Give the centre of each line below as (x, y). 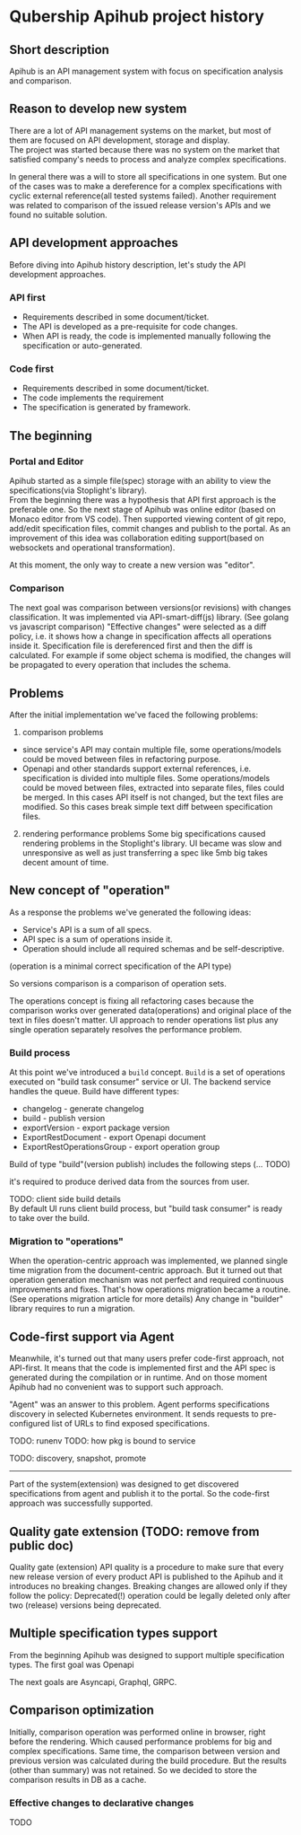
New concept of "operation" (90, 891)
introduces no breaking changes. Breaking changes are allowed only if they (149, 1586)
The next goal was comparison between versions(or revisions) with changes (150, 608)
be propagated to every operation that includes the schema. (120, 665)
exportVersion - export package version (96, 1128)
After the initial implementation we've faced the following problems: (133, 715)
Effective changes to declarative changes (102, 1803)
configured (30, 1424)
